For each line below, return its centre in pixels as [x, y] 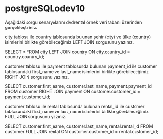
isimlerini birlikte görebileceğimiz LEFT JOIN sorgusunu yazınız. [69, 42]
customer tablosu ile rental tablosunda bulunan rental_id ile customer [75, 106]
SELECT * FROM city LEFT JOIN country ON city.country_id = [68, 52]
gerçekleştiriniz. [21, 27]
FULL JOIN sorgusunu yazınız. [36, 116]
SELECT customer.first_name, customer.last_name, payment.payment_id [79, 86]
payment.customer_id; [28, 97]
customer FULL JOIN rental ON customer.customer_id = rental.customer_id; [82, 131]
